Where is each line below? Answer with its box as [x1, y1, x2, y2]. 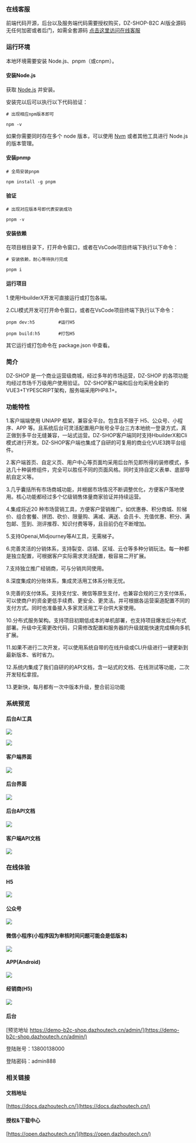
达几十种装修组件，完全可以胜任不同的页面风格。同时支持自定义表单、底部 [6, 466, 185, 473]
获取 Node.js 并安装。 [6, 86, 58, 93]
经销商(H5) [6, 985, 33, 993]
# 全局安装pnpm [6, 169, 40, 174]
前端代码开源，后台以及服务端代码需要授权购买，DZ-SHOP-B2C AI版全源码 [6, 19, 186, 27]
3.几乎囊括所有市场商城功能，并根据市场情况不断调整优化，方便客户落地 [6, 486, 180, 493]
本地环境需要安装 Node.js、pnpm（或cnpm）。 [6, 57, 118, 64]
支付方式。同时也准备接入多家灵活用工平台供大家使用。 [6, 605, 139, 612]
